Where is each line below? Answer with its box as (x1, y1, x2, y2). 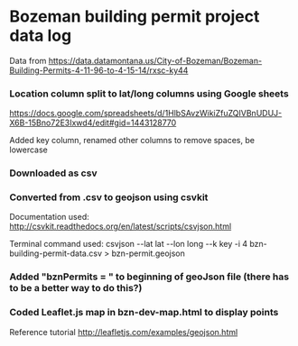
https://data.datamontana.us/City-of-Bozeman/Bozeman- (48, 55, 263, 66)
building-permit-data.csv (9, 248, 102, 259)
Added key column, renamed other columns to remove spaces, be (9, 135, 256, 146)
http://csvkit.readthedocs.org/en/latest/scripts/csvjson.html (9, 221, 232, 232)
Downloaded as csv (9, 167, 98, 179)
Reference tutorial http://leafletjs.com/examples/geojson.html (9, 326, 238, 337)
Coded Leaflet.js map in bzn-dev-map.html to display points (9, 306, 279, 319)
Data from (9, 55, 47, 66)
